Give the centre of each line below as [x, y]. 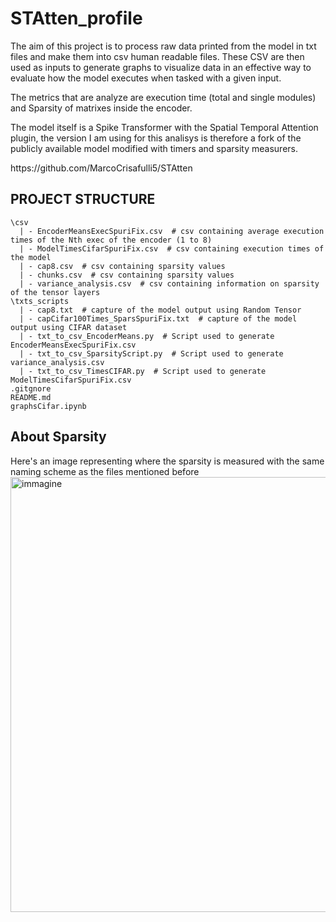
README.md [31, 397]
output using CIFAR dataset [69, 327]
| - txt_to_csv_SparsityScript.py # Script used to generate [151, 353]
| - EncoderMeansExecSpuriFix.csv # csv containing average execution [172, 231]
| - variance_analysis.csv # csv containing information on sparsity [169, 283]
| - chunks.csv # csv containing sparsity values [127, 275]
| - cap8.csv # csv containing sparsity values [122, 266]
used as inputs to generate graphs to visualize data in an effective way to [161, 67]
